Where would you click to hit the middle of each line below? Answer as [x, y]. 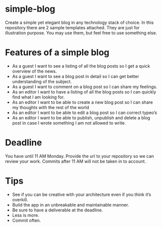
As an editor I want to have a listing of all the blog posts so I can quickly [84, 92]
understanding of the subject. [42, 81]
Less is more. [26, 215]
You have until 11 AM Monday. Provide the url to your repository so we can [80, 156]
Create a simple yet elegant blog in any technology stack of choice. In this [79, 22]
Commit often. [26, 220]
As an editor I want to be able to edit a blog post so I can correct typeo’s [84, 113]
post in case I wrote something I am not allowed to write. [69, 123]
